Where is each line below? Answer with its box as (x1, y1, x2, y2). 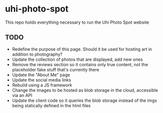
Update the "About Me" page (12, 71, 70, 78)
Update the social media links (12, 77, 71, 83)
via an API (12, 92, 33, 98)
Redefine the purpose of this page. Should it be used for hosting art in (12, 46, 152, 52)
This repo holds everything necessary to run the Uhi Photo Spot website (5, 19, 149, 25)
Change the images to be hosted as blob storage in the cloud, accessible (12, 87, 158, 93)
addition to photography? (12, 51, 63, 57)
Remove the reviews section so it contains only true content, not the (12, 61, 148, 67)
